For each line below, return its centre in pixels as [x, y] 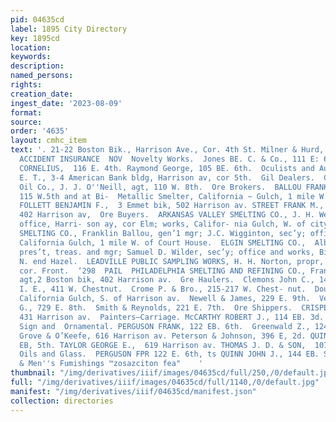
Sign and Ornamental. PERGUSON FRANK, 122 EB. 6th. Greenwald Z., [165, 326]
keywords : [31, 57]
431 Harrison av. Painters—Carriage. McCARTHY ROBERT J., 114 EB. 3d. [172, 317]
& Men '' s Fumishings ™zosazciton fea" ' [111, 364]
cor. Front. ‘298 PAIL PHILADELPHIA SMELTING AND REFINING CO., [163, 271]
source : [26, 122]
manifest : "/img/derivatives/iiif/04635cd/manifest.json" [133, 391]
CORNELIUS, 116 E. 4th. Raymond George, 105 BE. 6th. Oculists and [167, 168]
